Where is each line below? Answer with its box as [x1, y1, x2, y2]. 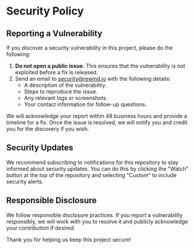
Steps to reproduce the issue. [23, 88, 98, 95]
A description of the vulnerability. [23, 81, 107, 89]
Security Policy [6, 4, 84, 18]
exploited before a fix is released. [14, 69, 98, 76]
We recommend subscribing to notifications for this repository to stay [6, 159, 179, 166]
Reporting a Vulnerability [6, 28, 102, 39]
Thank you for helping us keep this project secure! [6, 236, 131, 243]
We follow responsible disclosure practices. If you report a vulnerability [6, 211, 183, 218]
